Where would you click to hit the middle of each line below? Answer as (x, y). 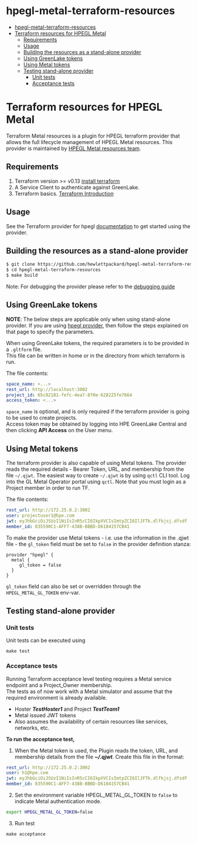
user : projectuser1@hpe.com (40, 516)
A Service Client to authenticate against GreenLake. (77, 187)
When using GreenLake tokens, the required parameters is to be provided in (98, 343)
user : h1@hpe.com (27, 773)
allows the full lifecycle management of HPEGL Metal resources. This (89, 142)
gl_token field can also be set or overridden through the (74, 586)
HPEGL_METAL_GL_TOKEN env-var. (43, 593)
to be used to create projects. (42, 418)
